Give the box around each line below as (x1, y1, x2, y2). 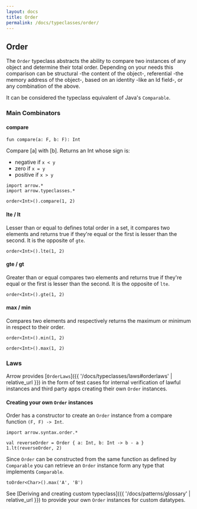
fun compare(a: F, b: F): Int (6, 137, 81, 143)
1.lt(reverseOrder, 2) (6, 446, 62, 451)
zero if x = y (14, 165, 46, 172)
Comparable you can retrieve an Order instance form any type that (6, 462, 164, 469)
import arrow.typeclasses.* (6, 188, 76, 194)
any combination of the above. (6, 82, 80, 90)
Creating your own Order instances (6, 399, 93, 406)
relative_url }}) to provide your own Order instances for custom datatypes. (6, 497, 186, 504)
